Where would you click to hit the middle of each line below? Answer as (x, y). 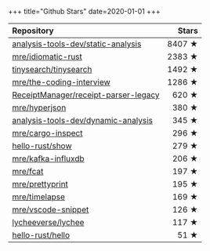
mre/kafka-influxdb (48, 158)
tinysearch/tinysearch (52, 69)
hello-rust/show (42, 146)
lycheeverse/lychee (48, 222)
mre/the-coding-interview (62, 82)
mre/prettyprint (40, 184)
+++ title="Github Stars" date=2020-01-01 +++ (84, 11)
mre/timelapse (38, 197)
